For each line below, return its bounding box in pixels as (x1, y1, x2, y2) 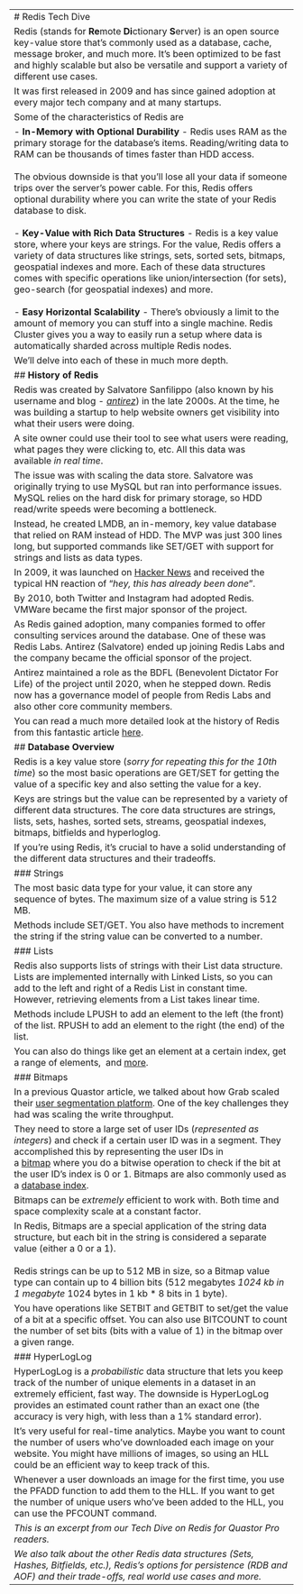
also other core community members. (14, 701, 173, 712)
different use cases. (14, 70, 98, 82)
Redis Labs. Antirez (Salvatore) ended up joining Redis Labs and (14, 640, 286, 653)
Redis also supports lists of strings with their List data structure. (14, 959, 283, 972)
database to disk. (14, 205, 87, 216)
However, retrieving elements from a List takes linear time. (14, 994, 260, 1005)
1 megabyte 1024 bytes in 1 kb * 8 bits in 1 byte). (14, 1287, 228, 1299)
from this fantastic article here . (14, 726, 144, 738)
